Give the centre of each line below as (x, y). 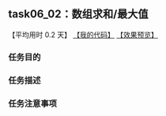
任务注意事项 (33, 103)
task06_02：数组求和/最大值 (78, 14)
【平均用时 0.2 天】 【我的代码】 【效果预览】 (83, 35)
